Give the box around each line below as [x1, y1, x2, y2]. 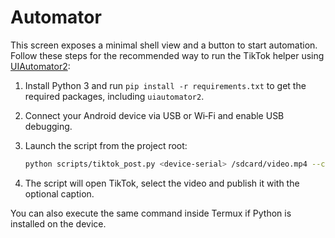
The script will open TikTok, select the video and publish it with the [24, 177, 300, 189]
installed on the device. [10, 217, 107, 230]
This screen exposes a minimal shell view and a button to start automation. [10, 39, 318, 51]
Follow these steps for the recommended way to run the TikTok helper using [10, 49, 325, 61]
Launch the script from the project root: [24, 139, 188, 151]
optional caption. [24, 187, 95, 200]
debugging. [24, 120, 73, 132]
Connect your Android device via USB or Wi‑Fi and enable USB [24, 109, 285, 121]
